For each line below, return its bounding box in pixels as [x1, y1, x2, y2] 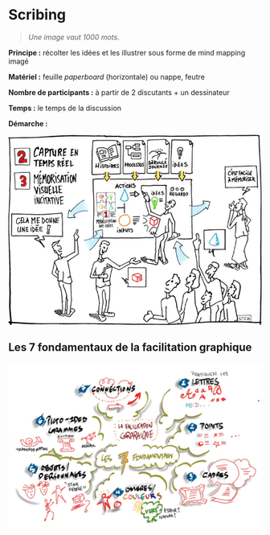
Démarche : [8, 118, 48, 128]
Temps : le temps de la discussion [8, 103, 122, 113]
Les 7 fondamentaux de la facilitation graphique [8, 340, 252, 355]
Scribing [8, 6, 67, 24]
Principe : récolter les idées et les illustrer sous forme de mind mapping [8, 47, 246, 57]
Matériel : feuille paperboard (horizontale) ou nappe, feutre [8, 72, 205, 81]
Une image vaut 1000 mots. [27, 32, 120, 42]
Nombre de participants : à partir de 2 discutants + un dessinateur [8, 87, 231, 97]
